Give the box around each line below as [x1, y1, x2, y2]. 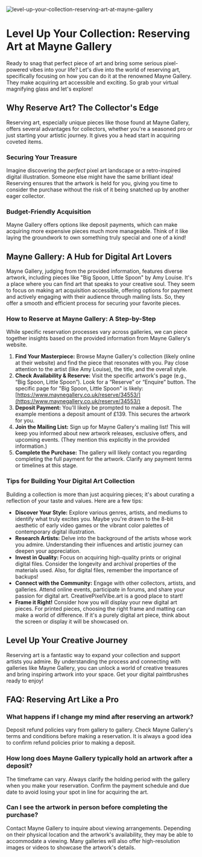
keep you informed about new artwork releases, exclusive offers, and [14, 430, 188, 437]
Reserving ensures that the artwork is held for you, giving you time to [6, 180, 178, 187]
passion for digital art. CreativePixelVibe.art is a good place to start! [14, 592, 183, 599]
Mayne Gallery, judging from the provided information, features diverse [6, 267, 183, 275]
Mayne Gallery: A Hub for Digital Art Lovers [6, 251, 172, 262]
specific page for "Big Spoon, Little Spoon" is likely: [14, 385, 144, 392]
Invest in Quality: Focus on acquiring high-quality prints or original [14, 553, 181, 561]
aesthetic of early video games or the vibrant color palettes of [14, 521, 169, 529]
